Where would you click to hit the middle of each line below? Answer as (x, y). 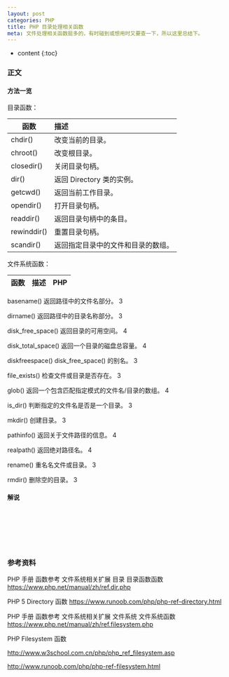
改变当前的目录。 (82, 140)
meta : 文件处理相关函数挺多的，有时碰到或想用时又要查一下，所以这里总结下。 (105, 33)
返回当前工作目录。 (86, 193)
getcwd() (26, 192)
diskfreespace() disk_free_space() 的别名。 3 (72, 361)
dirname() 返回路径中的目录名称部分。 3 (65, 316)
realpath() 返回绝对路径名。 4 (50, 450)
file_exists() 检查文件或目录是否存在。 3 (64, 376)
